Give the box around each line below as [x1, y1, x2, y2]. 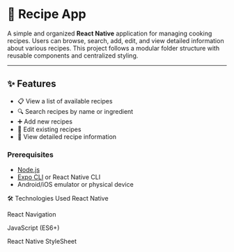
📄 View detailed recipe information [17, 132, 117, 141]
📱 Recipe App [7, 6, 86, 22]
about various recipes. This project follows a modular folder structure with [7, 44, 220, 52]
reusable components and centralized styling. [7, 51, 139, 60]
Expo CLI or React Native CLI [17, 173, 101, 181]
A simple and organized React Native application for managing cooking [7, 29, 212, 37]
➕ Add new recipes [17, 117, 73, 126]
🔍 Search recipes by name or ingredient [17, 107, 134, 115]
